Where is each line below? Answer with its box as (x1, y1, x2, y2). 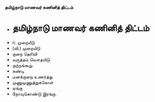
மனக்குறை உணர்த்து (12, 74, 53, 80)
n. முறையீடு (12, 39, 35, 45)
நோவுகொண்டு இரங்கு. (12, 91, 57, 97)
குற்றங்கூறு (12, 62, 33, 68)
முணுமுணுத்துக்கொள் (12, 79, 54, 85)
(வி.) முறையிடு (12, 45, 41, 51)
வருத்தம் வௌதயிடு (12, 56, 50, 62)
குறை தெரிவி (12, 51, 38, 57)
